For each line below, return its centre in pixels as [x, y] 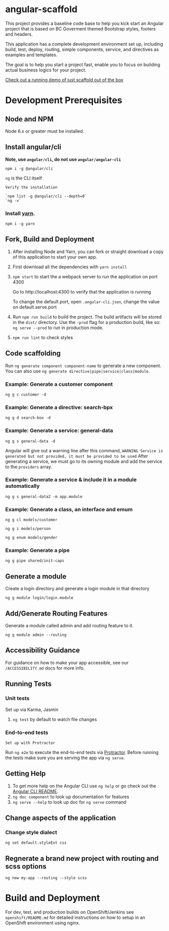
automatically [23, 486]
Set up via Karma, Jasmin [32, 709]
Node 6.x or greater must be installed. [45, 131]
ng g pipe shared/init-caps [35, 561]
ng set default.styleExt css [36, 843]
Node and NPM [30, 119]
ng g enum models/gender [31, 538]
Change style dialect [31, 832]
